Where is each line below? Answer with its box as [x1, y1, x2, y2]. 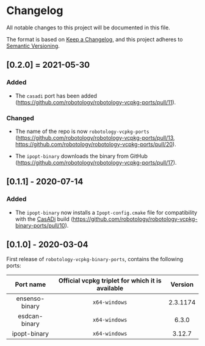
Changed [6, 114, 35, 122]
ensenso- [16, 294, 45, 303]
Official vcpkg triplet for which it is [58, 276, 162, 285]
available [96, 284, 124, 293]
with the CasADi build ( [15, 215, 73, 223]
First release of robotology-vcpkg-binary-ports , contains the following [6, 256, 184, 263]
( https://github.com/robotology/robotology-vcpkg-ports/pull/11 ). [15, 98, 176, 106]
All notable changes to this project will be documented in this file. [6, 24, 171, 31]
